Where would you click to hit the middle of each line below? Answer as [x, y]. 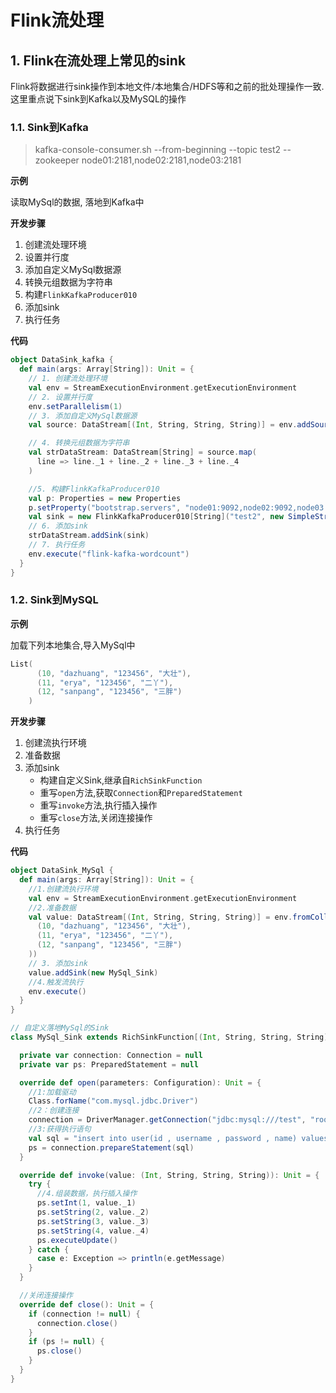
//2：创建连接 [54, 1111]
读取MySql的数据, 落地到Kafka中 [77, 202]
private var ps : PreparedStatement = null [109, 1064]
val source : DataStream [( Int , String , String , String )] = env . [163, 425]
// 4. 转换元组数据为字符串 [79, 443]
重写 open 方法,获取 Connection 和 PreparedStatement [141, 793]
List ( [21, 664]
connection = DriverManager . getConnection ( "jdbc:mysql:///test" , [167, 1120]
